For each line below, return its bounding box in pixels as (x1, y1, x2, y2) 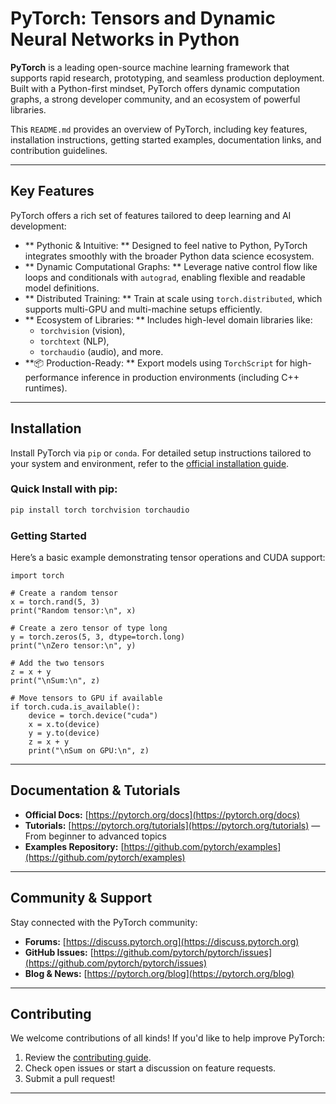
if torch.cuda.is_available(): (10, 702, 141, 712)
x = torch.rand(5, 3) (10, 597, 101, 607)
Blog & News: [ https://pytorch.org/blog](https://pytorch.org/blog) (24, 967, 295, 979)
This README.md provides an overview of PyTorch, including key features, (10, 123, 308, 135)
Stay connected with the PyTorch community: (10, 916, 198, 928)
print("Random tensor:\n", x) (10, 606, 137, 616)
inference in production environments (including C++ (81, 371, 300, 383)
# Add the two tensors (10, 658, 105, 669)
